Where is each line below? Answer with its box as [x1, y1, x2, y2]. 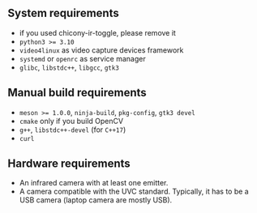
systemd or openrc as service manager [19, 53, 147, 63]
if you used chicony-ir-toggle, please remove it [19, 28, 176, 37]
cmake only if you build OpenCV [19, 116, 123, 126]
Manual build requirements [7, 86, 147, 100]
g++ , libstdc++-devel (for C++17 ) [19, 125, 126, 134]
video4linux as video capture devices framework [19, 45, 184, 55]
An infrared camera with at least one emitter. [19, 178, 169, 188]
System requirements [7, 6, 119, 20]
